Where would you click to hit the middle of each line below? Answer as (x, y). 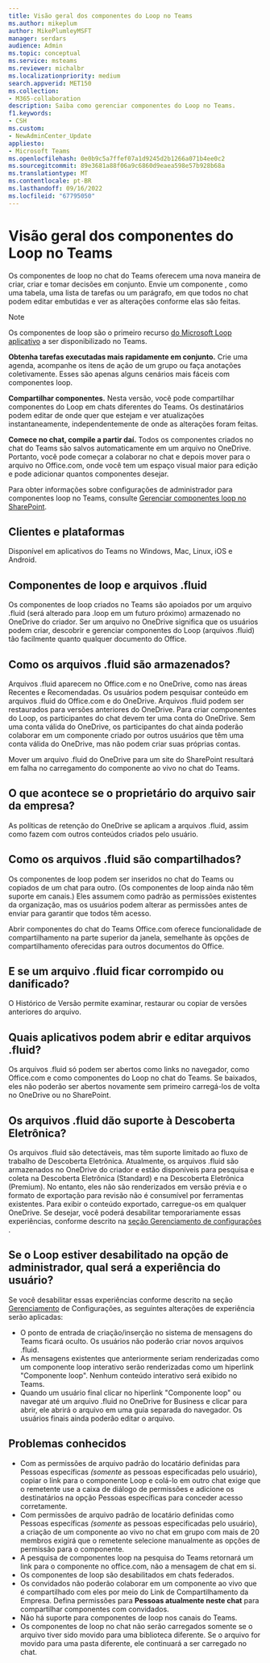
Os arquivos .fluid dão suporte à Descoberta (122, 1120)
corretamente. (44, 1506)
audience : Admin (35, 46)
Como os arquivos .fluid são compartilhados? (125, 859)
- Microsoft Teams (39, 151)
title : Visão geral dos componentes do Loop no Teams (101, 16)
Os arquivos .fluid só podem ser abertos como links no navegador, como (129, 1070)
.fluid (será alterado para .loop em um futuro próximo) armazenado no (125, 614)
